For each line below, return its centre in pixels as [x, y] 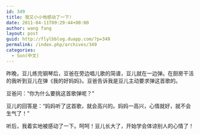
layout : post [22, 34]
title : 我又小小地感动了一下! [39, 17]
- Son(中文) [26, 56]
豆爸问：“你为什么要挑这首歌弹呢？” [50, 93]
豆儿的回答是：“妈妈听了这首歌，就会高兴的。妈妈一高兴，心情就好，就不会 [99, 106]
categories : [21, 50]
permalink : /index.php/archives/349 [51, 45]
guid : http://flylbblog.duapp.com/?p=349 [58, 39]
